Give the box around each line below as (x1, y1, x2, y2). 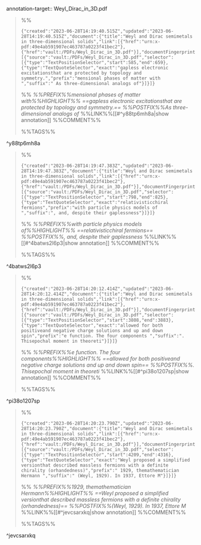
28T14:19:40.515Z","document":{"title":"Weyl (20, 34, 136, 39)
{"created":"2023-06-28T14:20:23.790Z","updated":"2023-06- (20, 421, 174, 427)
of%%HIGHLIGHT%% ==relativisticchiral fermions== (20, 227, 154, 234)
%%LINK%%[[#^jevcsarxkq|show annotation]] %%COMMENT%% (20, 509, 187, 516)
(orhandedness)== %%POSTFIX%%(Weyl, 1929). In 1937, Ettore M (20, 503, 187, 509)
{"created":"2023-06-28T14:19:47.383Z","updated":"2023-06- (20, 163, 174, 169)
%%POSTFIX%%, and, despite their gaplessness (20, 233, 143, 240)
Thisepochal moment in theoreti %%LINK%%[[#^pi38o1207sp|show (20, 368, 190, 375)
